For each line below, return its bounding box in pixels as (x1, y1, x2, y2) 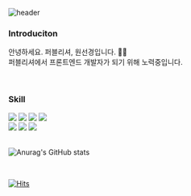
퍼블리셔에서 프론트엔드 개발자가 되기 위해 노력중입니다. (8, 58, 183, 67)
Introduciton (8, 28, 58, 39)
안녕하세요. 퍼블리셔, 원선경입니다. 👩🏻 (8, 47, 127, 57)
